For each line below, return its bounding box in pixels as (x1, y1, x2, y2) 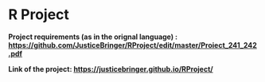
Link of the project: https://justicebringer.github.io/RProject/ (8, 64, 213, 73)
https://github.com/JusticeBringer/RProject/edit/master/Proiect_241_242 (8, 40, 257, 49)
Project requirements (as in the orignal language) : (8, 32, 178, 41)
